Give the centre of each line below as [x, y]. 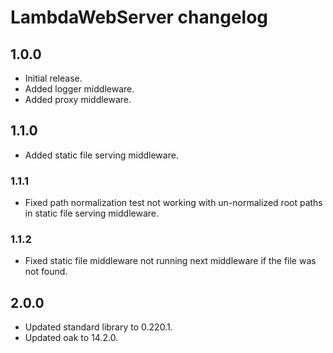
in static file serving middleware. [92, 213]
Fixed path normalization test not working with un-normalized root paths [173, 203]
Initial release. [53, 78]
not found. [46, 272]
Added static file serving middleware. [101, 155]
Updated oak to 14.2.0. [71, 338]
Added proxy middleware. [78, 99]
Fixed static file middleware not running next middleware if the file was [170, 261]
